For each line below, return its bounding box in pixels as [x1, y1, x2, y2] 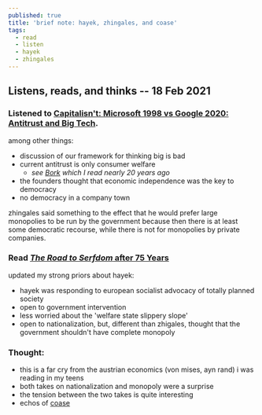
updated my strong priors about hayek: [8, 270, 135, 280]
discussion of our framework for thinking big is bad [19, 151, 186, 160]
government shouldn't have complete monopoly [19, 327, 175, 336]
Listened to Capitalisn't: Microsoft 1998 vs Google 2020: [8, 108, 229, 119]
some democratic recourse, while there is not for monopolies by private [8, 225, 240, 234]
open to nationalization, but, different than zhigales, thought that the [19, 319, 241, 329]
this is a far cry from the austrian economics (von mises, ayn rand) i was [19, 365, 254, 374]
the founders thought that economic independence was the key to [19, 176, 234, 185]
